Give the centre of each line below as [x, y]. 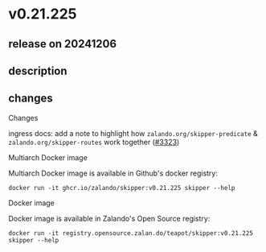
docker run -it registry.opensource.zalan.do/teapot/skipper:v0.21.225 [131, 233]
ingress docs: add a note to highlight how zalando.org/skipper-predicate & [133, 133]
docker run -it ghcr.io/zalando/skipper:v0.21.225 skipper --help [122, 188]
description [38, 70]
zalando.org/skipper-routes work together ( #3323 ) [94, 142]
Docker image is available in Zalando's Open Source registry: [109, 218]
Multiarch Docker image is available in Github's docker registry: [113, 173]
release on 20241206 [63, 44]
